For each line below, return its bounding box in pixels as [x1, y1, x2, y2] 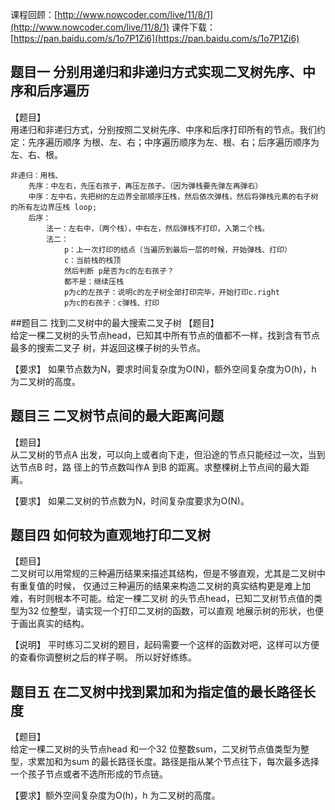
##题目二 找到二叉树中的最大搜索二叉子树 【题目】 [10, 316, 220, 328]
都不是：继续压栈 [63, 276, 125, 287]
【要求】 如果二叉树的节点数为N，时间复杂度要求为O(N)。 [10, 494, 250, 507]
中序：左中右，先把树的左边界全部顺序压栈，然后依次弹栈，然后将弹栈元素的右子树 [28, 191, 319, 202]
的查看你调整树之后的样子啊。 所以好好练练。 [10, 651, 197, 663]
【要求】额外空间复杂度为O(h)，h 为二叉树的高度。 [10, 789, 221, 802]
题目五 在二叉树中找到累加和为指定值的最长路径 [10, 683, 303, 700]
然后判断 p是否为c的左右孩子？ [63, 266, 175, 276]
